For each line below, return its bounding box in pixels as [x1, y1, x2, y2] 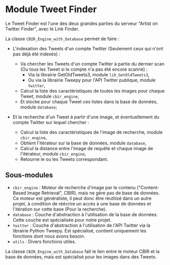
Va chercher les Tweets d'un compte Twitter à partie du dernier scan [20, 61, 164, 67]
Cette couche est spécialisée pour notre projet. [12, 217, 112, 223]
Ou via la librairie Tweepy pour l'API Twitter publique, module [27, 77, 156, 83]
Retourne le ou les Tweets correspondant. [20, 156, 108, 162]
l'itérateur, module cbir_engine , [20, 151, 87, 157]
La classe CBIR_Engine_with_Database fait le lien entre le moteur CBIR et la [5, 248, 160, 254]
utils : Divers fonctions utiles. [12, 238, 76, 245]
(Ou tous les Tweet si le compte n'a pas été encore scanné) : [20, 66, 148, 72]
